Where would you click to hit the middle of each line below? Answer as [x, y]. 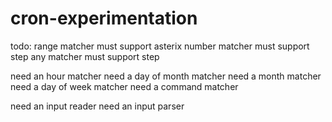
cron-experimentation [104, 18]
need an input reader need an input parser [97, 106]
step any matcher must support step [85, 56]
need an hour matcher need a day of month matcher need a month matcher [166, 76]
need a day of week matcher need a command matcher [124, 86]
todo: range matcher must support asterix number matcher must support [160, 46]
